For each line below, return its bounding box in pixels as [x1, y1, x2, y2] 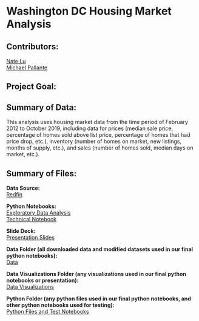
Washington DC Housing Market [6, 4, 172, 18]
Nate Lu [6, 58, 26, 64]
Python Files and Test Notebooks [6, 308, 89, 316]
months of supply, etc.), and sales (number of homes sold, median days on [6, 144, 194, 151]
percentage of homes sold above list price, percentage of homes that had [6, 131, 191, 139]
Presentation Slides [6, 234, 55, 241]
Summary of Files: [6, 168, 77, 179]
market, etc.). [6, 151, 40, 158]
